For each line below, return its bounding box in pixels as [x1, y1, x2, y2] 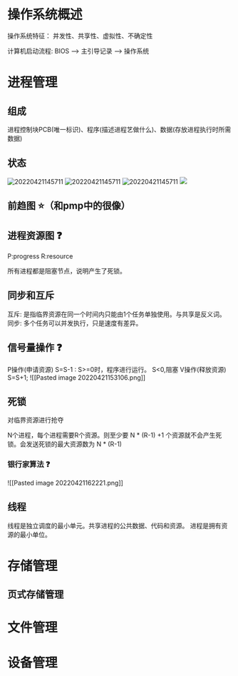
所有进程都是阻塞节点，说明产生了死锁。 [7, 266, 126, 275]
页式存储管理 [7, 588, 64, 600]
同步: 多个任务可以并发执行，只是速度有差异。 [7, 318, 143, 327]
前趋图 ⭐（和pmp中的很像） [7, 200, 130, 212]
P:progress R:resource [7, 251, 73, 261]
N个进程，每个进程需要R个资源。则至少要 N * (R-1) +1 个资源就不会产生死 [7, 431, 222, 440]
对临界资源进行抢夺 [7, 415, 64, 425]
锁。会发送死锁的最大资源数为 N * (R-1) [7, 440, 123, 448]
